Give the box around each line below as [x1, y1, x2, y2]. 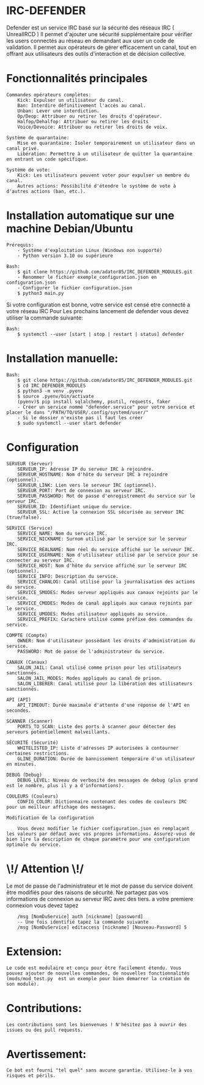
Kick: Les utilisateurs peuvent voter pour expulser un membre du [17, 172, 190, 178]
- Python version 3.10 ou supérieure [17, 253, 114, 259]
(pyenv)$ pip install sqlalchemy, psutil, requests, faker [17, 398, 171, 405]
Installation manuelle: [6, 352, 118, 365]
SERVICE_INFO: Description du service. [17, 573, 119, 579]
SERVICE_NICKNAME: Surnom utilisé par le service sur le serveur [17, 536, 188, 542]
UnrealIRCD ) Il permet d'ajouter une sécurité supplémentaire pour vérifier [6, 30, 193, 37]
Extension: [6, 945, 62, 958]
